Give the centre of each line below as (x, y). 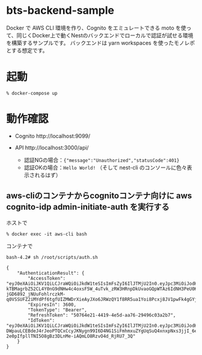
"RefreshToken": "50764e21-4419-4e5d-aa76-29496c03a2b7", (102, 315)
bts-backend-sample (60, 11)
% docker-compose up (32, 93)
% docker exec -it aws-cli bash (47, 234)
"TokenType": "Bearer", (57, 310)
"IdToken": (41, 320)
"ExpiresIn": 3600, (52, 305)
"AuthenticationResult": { (51, 273)
